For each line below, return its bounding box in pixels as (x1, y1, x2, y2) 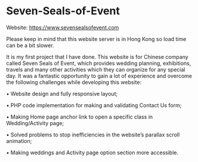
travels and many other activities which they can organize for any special (6, 66, 185, 73)
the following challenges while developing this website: (6, 79, 142, 86)
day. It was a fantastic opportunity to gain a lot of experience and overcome (6, 72, 193, 79)
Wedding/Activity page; (6, 119, 64, 126)
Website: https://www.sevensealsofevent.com (6, 24, 119, 31)
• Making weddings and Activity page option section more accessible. (6, 149, 179, 156)
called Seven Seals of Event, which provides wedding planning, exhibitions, (6, 60, 191, 67)
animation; (6, 137, 32, 144)
